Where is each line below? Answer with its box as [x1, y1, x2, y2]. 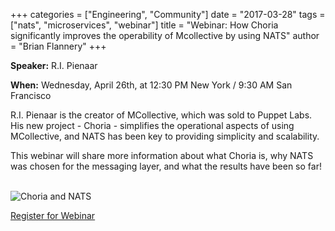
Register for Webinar [10, 210, 96, 221]
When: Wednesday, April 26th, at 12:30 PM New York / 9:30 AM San [10, 79, 293, 91]
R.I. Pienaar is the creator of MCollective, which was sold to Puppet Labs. [10, 109, 313, 121]
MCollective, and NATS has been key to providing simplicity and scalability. [10, 130, 320, 142]
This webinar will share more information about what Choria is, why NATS [10, 150, 314, 161]
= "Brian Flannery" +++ [10, 40, 107, 52]
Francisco [10, 90, 52, 101]
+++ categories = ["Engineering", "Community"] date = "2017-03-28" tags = [10, 9, 326, 20]
